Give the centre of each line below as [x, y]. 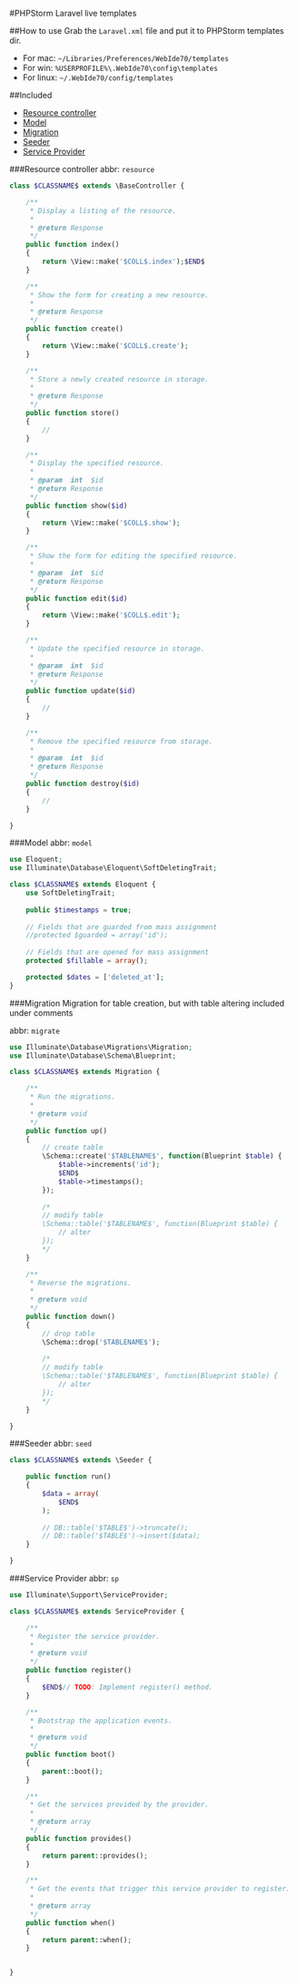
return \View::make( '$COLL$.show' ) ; [111, 523]
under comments [41, 1013]
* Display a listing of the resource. [103, 210]
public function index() [73, 245]
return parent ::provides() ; [95, 1856]
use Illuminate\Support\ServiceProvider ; [89, 1595]
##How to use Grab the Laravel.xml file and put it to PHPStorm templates [147, 31]
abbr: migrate [35, 1030]
